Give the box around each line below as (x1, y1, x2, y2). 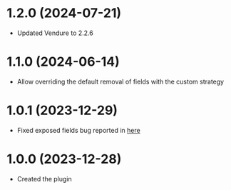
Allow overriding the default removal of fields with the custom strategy (16, 77, 225, 86)
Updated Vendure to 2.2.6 (16, 29, 93, 37)
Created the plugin (16, 174, 72, 183)
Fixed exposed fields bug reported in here (16, 126, 140, 134)
